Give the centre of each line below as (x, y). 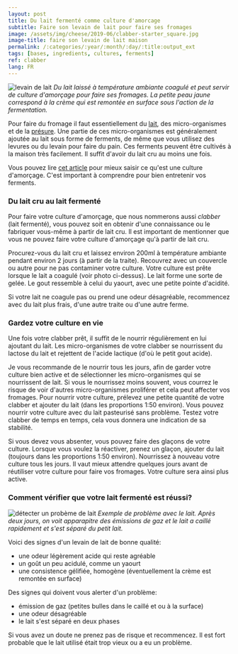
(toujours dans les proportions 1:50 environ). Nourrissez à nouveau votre (114, 456)
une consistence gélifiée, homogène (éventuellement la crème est (115, 571)
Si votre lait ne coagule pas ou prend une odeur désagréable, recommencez (119, 296)
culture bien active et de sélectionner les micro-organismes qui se (104, 375)
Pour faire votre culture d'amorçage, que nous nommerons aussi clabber (114, 216)
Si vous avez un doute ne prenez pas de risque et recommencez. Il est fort (117, 635)
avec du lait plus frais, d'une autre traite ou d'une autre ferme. (98, 304)
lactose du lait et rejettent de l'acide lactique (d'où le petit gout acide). (110, 353)
